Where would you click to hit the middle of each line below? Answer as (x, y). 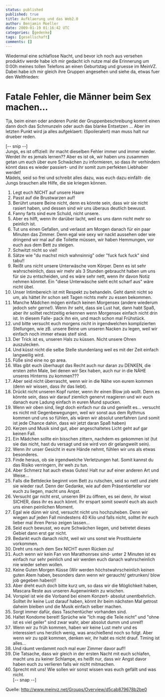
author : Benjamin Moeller (32, 23)
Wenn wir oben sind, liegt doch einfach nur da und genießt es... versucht (86, 407)
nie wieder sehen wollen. (38, 564)
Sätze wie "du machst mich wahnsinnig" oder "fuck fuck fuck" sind (81, 255)
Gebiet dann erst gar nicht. (40, 533)
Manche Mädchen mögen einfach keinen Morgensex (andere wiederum (85, 302)
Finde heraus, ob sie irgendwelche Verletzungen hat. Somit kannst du (83, 460)
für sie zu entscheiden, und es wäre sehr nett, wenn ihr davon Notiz (81, 276)
